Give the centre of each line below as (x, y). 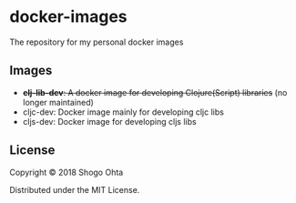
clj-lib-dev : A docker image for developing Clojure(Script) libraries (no (155, 92)
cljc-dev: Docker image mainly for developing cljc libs (123, 112)
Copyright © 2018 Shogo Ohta (66, 172)
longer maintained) (58, 102)
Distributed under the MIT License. (75, 189)
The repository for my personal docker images (97, 42)
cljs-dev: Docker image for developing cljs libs (110, 121)
